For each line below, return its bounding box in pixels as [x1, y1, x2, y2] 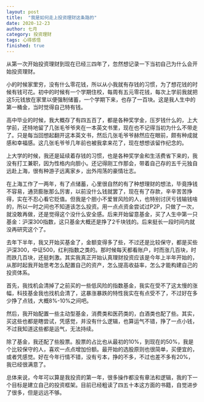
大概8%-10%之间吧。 [38, 297, 92, 304]
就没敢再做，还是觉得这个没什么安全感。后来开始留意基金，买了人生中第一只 [6, 210, 198, 217]
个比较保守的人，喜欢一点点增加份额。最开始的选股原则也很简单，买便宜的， [6, 346, 198, 353]
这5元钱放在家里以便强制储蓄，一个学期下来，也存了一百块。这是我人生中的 [6, 95, 196, 103]
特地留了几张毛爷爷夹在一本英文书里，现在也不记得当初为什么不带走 [27, 124, 198, 131]
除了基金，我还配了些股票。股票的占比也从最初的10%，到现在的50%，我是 [6, 338, 194, 345]
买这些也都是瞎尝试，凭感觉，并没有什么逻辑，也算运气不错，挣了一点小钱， [6, 317, 198, 325]
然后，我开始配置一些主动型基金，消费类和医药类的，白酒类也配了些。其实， [6, 310, 198, 317]
